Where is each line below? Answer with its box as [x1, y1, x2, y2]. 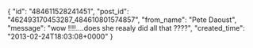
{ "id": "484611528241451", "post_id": [7, 7, 129, 16]
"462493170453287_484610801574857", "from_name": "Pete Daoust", [7, 15, 237, 24]
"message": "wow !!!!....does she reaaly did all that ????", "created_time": [7, 24, 245, 32]
